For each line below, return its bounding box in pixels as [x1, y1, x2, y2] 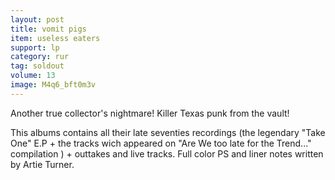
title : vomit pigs [10, 24, 87, 34]
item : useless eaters [10, 33, 101, 43]
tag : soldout [10, 61, 65, 71]
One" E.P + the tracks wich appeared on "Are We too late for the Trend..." [10, 137, 312, 149]
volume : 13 [10, 71, 56, 81]
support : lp [10, 42, 60, 53]
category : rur [10, 52, 70, 62]
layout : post [10, 14, 65, 25]
